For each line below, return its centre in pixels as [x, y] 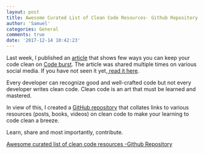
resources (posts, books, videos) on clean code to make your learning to [98, 114]
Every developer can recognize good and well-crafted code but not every [99, 82]
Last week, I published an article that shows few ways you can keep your [98, 58]
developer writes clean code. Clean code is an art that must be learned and [101, 89]
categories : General [33, 29]
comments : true [26, 35]
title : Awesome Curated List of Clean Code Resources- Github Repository [102, 18]
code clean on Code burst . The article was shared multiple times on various [101, 64]
